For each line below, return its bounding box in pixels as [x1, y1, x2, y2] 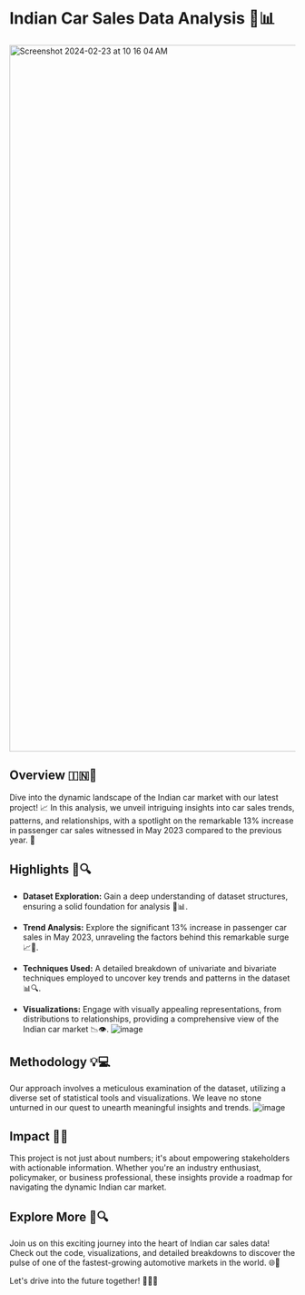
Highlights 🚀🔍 [9, 862, 92, 878]
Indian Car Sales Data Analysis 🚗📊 [9, 8, 276, 29]
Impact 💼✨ [9, 1129, 69, 1144]
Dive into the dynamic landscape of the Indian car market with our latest [9, 792, 279, 802]
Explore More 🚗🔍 [9, 1209, 109, 1224]
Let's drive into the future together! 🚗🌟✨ [9, 1275, 159, 1286]
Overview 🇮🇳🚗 [9, 768, 98, 783]
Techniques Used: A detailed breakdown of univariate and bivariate [22, 962, 277, 973]
